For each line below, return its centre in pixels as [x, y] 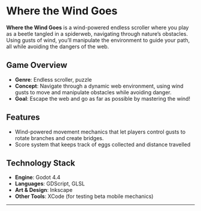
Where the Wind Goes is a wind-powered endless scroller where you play [98, 27]
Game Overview [37, 65]
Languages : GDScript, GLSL [50, 184]
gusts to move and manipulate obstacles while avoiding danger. [93, 92]
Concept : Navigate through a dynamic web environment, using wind [99, 86]
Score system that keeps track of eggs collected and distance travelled [103, 144]
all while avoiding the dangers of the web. [58, 46]
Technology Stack [41, 163]
